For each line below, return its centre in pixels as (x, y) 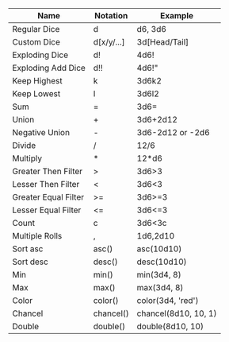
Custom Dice (36, 42)
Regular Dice (36, 29)
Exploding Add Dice (49, 68)
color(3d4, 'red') (168, 300)
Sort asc (28, 249)
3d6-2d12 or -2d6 (173, 132)
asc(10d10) (159, 249)
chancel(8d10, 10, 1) (177, 313)
